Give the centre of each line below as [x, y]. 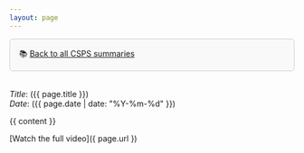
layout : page [34, 18]
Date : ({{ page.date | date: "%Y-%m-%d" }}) [93, 103]
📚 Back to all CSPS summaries [77, 53]
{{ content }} [33, 121]
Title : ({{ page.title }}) [49, 94]
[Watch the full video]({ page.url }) [73, 138]
